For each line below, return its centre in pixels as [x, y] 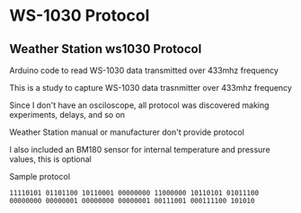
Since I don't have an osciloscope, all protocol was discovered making [139, 105]
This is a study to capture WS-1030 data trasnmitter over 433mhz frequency [150, 88]
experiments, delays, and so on [67, 115]
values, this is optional [51, 159]
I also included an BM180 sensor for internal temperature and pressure [140, 150]
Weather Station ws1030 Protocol [106, 49]
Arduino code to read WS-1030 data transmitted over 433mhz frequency [144, 70]
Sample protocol [40, 177]
